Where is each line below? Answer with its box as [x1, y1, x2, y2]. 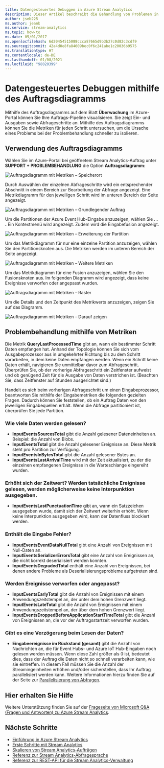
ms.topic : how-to [5, 30, 41, 35]
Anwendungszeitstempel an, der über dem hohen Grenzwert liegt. [12, 606, 145, 612]
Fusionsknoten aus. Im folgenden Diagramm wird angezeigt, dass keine [5, 275, 149, 280]
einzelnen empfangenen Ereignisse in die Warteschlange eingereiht [12, 462, 148, 468]
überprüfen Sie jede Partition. [5, 407, 65, 414]
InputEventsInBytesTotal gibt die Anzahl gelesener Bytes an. [12, 451, 136, 458]
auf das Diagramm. [5, 304, 44, 310]
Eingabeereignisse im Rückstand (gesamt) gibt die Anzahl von [12, 641, 141, 647]
